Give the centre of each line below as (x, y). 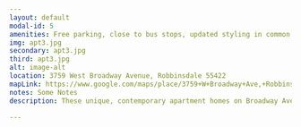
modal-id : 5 (31, 26)
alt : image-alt (38, 68)
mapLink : (26, 84)
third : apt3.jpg (39, 59)
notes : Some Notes (43, 92)
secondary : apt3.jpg (48, 51)
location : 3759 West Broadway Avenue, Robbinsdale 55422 (118, 76)
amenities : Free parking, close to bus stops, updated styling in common (150, 34)
